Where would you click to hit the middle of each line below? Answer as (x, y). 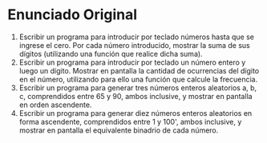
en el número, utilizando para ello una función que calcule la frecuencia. (138, 79)
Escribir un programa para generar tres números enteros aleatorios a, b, (138, 87)
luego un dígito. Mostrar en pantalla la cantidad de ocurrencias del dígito (139, 70)
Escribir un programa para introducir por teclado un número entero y (132, 62)
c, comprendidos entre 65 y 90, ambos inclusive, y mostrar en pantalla (136, 96)
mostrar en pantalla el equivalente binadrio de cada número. (119, 130)
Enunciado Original (73, 15)
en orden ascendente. (55, 105)
